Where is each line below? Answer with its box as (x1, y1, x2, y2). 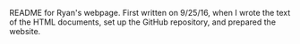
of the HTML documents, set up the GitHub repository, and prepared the (9, 17, 276, 27)
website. (9, 26, 41, 36)
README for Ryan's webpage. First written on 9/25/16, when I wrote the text (9, 8, 291, 18)
